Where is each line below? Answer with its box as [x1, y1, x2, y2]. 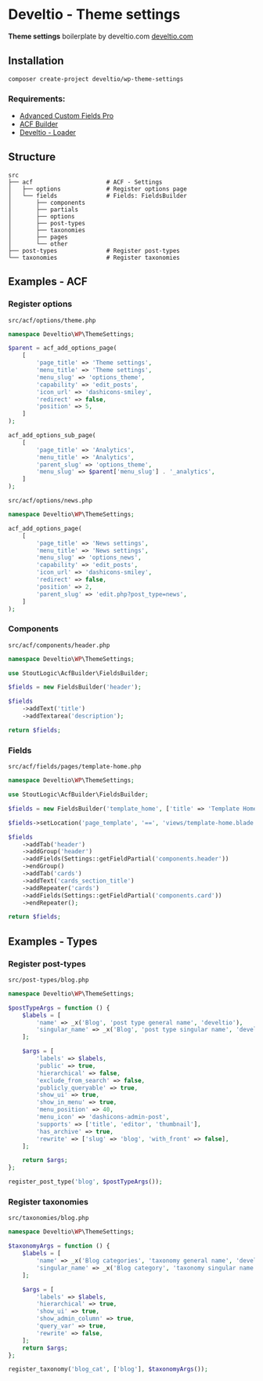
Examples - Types [8, 934, 98, 948]
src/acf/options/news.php [8, 497, 92, 505]
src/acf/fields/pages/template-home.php [8, 763, 142, 771]
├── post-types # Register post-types [8, 247, 180, 254]
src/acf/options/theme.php [8, 316, 96, 324]
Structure [8, 151, 56, 164]
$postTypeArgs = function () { [8, 1003, 110, 1012]
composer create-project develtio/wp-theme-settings [8, 75, 184, 83]
